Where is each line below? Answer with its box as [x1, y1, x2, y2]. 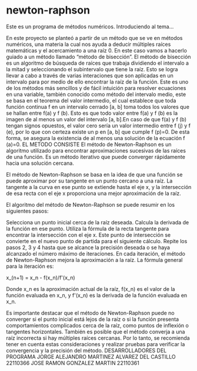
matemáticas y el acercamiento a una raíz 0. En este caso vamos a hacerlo [6, 47, 187, 54]
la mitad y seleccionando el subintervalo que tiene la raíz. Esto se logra [6, 65, 178, 72]
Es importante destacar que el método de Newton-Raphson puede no [6, 309, 175, 316]
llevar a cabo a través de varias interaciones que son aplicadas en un [6, 72, 173, 79]
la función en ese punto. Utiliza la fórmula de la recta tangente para [6, 225, 169, 232]
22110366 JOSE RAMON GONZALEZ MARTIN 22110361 [6, 359, 139, 366]
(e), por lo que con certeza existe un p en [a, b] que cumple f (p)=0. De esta [6, 128, 190, 135]
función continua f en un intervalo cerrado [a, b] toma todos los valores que [6, 103, 190, 110]
